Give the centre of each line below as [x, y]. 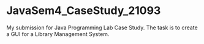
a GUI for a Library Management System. [58, 34]
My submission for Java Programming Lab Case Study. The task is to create [102, 28]
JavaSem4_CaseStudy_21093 [84, 11]
